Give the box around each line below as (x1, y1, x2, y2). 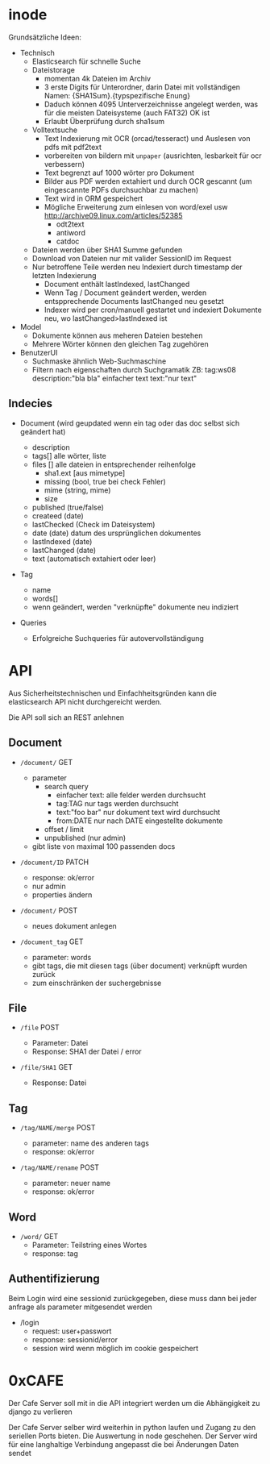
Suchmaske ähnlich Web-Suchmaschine (31, 356, 167, 366)
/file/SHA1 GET (19, 1063, 73, 1072)
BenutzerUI (19, 347, 58, 357)
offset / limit (44, 824, 85, 834)
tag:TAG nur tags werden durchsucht (56, 798, 179, 808)
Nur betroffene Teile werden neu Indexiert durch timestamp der (31, 262, 243, 272)
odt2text (56, 219, 85, 229)
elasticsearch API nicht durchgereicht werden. (8, 697, 163, 706)
